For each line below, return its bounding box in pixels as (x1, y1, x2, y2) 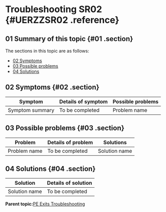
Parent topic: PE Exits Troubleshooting (5, 201, 85, 207)
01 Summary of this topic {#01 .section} (5, 34, 134, 43)
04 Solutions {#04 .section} (5, 164, 96, 173)
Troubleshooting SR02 (5, 4, 103, 15)
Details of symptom (59, 98, 108, 105)
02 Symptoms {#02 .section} (5, 83, 100, 92)
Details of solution (47, 180, 92, 187)
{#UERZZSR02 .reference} (5, 14, 119, 26)
